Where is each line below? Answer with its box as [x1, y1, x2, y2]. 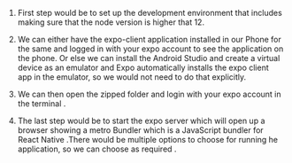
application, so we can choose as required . [17, 144, 177, 154]
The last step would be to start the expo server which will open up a [17, 115, 265, 126]
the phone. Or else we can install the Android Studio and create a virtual [17, 53, 280, 63]
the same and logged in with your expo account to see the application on [17, 43, 284, 54]
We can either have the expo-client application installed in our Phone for [17, 35, 281, 44]
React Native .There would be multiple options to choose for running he [17, 135, 279, 144]
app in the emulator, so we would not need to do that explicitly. [17, 72, 247, 82]
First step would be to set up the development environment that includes [17, 8, 283, 18]
